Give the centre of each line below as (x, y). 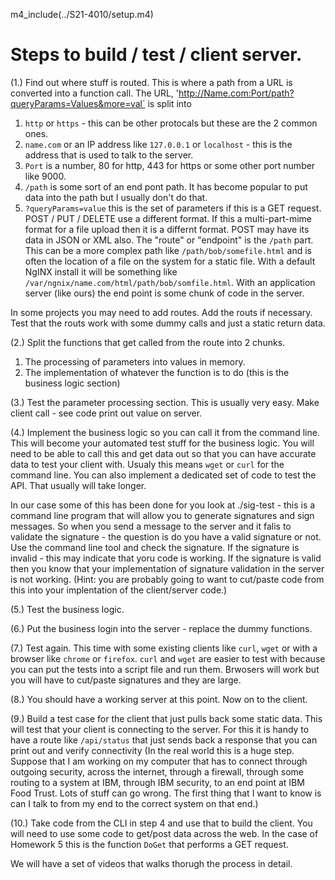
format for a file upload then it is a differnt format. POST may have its (167, 229)
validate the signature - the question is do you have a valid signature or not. (166, 536)
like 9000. (45, 176)
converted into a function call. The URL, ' (95, 93)
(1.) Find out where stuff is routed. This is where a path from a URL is (151, 82)
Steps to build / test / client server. (156, 55)
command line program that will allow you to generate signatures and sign (162, 515)
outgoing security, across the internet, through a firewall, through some (157, 771)
